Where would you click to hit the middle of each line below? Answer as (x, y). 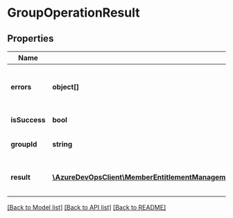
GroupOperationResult (74, 13)
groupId (24, 144)
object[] (66, 87)
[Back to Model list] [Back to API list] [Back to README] (87, 207)
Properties (31, 39)
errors (21, 87)
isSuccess (28, 120)
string (62, 144)
